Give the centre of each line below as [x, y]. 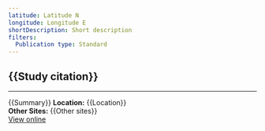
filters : [22, 37]
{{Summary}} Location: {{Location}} [67, 102]
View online [27, 119]
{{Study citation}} [53, 76]
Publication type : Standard [62, 45]
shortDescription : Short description [70, 30]
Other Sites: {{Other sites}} [53, 111]
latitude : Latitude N [44, 15]
